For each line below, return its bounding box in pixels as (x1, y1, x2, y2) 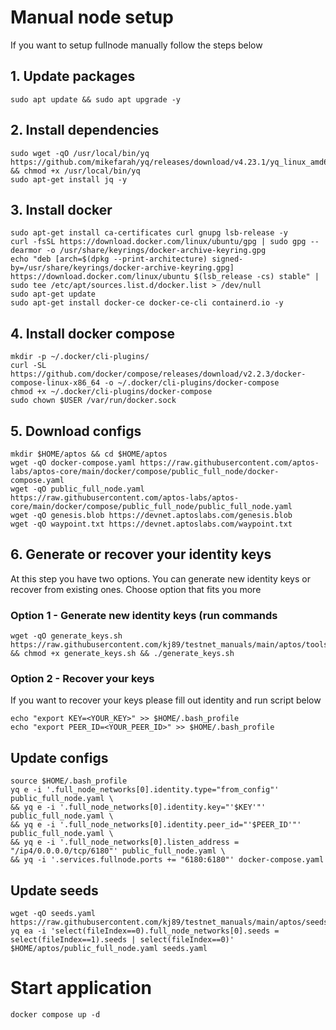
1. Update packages (10, 68, 136, 85)
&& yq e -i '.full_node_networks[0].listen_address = (10, 837, 240, 848)
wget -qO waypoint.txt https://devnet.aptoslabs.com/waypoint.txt (10, 519, 293, 529)
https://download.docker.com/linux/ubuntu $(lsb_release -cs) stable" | (10, 272, 320, 282)
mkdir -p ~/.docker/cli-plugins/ (10, 352, 150, 362)
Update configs (10, 749, 109, 766)
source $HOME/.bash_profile (10, 776, 128, 786)
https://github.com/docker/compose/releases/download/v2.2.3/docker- (10, 369, 307, 380)
